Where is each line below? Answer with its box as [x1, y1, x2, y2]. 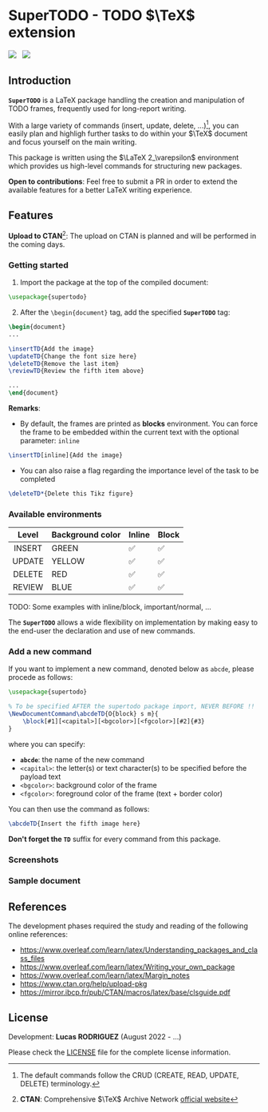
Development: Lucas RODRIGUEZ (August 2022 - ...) [8, 1032, 182, 1042]
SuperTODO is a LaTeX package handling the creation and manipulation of [8, 95, 245, 105]
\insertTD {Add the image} [8, 344, 94, 353]
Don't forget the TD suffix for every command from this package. [8, 834, 221, 844]
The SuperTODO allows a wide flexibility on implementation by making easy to [8, 618, 258, 627]
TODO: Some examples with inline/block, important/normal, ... [8, 602, 211, 612]
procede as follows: [8, 673, 73, 682]
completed [19, 474, 56, 483]
